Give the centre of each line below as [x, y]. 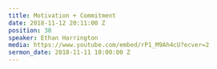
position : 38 [30, 30]
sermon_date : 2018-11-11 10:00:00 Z [69, 52]
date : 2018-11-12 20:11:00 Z [57, 23]
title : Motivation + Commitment [62, 15]
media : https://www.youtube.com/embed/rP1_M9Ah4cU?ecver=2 [109, 45]
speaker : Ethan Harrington [53, 38]
